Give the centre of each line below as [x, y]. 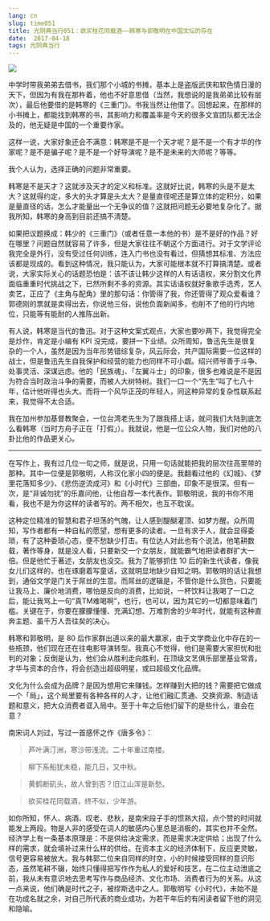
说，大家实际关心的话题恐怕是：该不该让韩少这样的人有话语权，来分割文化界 [135, 273]
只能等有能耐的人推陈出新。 [68, 314]
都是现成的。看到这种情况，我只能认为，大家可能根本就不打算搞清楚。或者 [138, 264]
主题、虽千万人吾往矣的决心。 [64, 621]
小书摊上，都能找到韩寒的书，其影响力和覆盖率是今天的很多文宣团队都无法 [131, 115]
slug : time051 [32, 23]
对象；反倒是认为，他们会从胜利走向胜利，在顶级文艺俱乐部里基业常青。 [142, 658]
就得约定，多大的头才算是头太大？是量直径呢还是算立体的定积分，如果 [145, 196]
